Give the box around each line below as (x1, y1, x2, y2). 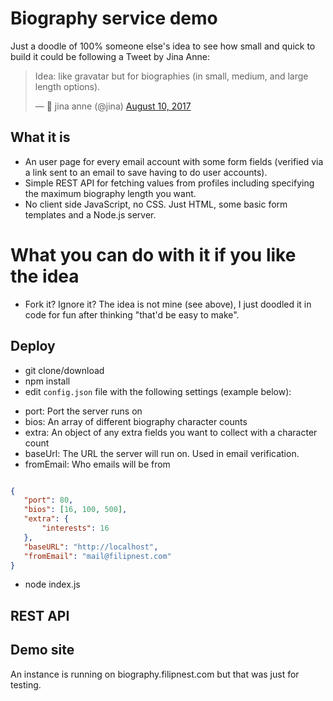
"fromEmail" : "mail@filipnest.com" (23, 551, 172, 561)
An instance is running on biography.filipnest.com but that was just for (10, 668, 300, 680)
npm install (24, 375, 71, 387)
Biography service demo (10, 7, 218, 30)
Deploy (10, 338, 56, 355)
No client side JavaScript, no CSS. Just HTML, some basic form (24, 198, 288, 210)
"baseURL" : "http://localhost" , (23, 542, 159, 552)
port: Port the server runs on (24, 405, 143, 417)
